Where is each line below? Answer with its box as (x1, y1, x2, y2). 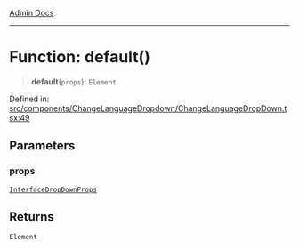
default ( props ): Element (30, 76, 117, 87)
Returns (9, 209, 55, 225)
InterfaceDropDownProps (9, 185, 98, 194)
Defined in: (9, 93, 50, 104)
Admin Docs (9, 8, 54, 18)
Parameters (9, 138, 76, 154)
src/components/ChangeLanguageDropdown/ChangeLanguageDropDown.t (9, 102, 287, 114)
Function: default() (9, 47, 151, 68)
